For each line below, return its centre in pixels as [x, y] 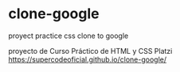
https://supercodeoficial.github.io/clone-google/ [88, 59]
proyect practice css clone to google [68, 36]
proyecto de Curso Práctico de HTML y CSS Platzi [90, 51]
